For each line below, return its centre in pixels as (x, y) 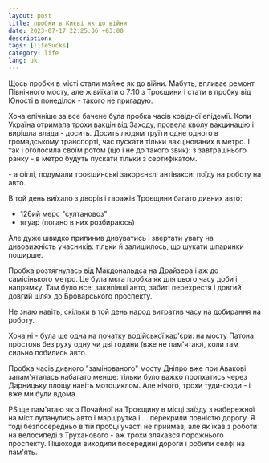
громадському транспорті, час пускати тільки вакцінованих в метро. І (129, 141)
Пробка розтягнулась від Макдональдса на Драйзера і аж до (114, 270)
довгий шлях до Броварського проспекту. (80, 296)
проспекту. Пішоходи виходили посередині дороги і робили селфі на (126, 443)
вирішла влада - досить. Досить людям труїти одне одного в (114, 132)
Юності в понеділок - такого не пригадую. (81, 100)
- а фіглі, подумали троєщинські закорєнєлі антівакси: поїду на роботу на (135, 174)
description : (30, 38)
